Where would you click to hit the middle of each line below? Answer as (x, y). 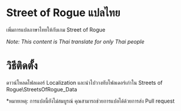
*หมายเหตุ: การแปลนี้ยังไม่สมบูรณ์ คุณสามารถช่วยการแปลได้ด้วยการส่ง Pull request (90, 101)
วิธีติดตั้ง (22, 66)
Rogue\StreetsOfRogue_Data (42, 89)
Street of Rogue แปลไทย (63, 13)
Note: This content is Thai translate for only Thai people (76, 41)
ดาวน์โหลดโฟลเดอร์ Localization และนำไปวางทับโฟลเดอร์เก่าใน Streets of (85, 82)
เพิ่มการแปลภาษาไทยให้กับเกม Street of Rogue (56, 29)
